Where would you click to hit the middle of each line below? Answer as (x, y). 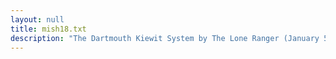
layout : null (37, 19)
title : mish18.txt (48, 29)
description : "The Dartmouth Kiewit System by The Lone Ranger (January (165, 38)
